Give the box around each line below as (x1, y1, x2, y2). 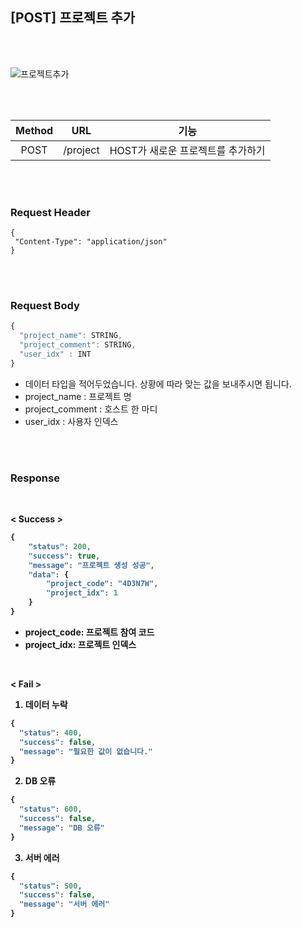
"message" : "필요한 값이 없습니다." (19, 746, 153, 757)
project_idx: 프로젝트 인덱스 (24, 638, 137, 650)
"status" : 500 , (19, 881, 83, 891)
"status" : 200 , (28, 541, 92, 552)
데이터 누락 (24, 698, 68, 710)
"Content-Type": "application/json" (14, 237, 168, 247)
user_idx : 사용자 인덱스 (24, 415, 119, 427)
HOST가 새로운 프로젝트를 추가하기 (109, 143, 266, 157)
